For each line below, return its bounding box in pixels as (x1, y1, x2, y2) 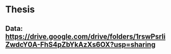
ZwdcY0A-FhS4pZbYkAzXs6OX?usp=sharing (5, 40, 156, 49)
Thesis (5, 4, 35, 15)
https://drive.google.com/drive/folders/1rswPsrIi (5, 32, 166, 41)
